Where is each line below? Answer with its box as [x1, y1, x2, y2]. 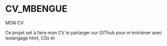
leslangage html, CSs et [5, 35, 55, 41]
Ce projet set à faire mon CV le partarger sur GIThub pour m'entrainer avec [5, 29, 162, 35]
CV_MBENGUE [5, 3, 68, 15]
